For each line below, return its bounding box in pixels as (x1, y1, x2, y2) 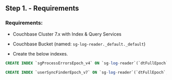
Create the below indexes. (12, 50, 68, 57)
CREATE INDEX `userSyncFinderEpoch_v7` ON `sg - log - (5, 70, 118, 75)
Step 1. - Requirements (5, 4, 79, 13)
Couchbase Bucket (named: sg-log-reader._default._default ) (12, 41, 146, 47)
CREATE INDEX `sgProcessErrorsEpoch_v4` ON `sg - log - (5, 61, 120, 66)
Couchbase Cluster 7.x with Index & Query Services (12, 31, 122, 37)
